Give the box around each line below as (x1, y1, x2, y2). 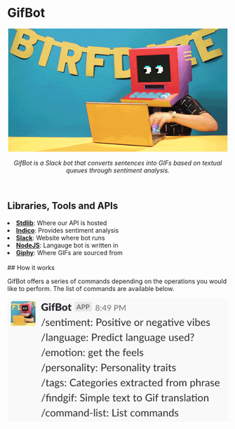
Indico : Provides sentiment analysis (16, 226, 119, 234)
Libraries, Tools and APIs (7, 200, 119, 212)
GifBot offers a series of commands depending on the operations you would (7, 277, 227, 285)
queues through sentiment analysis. (66, 166, 170, 175)
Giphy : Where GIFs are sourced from (16, 248, 123, 257)
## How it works (7, 263, 55, 271)
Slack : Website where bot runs (16, 233, 105, 242)
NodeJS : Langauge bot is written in (16, 240, 119, 250)
